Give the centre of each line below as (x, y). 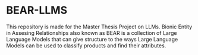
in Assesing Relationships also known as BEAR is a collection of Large (92, 33)
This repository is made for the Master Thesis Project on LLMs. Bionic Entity (99, 27)
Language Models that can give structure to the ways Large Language (92, 39)
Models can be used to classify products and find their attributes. (86, 46)
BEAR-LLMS (37, 10)
